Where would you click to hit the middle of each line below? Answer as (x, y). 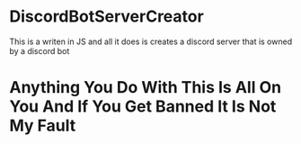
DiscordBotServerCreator (106, 17)
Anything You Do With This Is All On (145, 88)
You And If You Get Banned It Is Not (143, 107)
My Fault (43, 126)
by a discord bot (40, 50)
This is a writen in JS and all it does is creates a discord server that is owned (151, 41)
